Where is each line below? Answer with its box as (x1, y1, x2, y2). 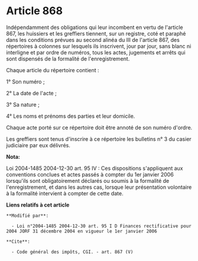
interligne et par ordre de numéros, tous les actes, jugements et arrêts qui (6, 49, 186, 56)
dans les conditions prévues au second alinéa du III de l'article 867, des (6, 36, 180, 43)
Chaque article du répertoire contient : (6, 66, 99, 73)
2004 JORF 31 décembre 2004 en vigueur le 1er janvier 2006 (6, 228, 158, 234)
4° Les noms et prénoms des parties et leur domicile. (6, 112, 135, 120)
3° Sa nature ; (6, 101, 40, 108)
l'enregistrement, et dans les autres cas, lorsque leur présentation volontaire (6, 183, 192, 191)
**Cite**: (6, 239, 31, 244)
